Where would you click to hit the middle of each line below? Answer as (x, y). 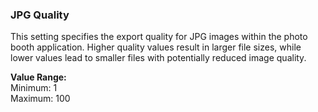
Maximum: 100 (40, 99)
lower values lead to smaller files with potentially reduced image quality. (158, 58)
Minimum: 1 (34, 88)
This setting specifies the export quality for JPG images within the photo (159, 37)
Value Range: (38, 77)
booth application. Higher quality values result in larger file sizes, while (156, 47)
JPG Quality (40, 15)
